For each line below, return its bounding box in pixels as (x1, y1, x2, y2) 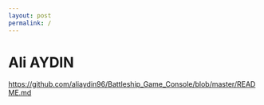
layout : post (8, 11, 52, 20)
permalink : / (8, 19, 52, 27)
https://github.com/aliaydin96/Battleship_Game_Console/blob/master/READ (8, 80, 256, 89)
